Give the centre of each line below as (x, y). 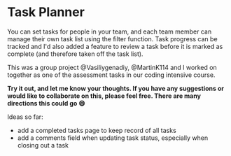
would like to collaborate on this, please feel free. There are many (104, 96)
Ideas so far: (25, 117)
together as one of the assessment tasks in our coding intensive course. (111, 75)
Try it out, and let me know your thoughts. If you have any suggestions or (115, 88)
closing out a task (43, 145)
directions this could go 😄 (46, 103)
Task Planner (46, 12)
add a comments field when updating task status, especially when (113, 138)
